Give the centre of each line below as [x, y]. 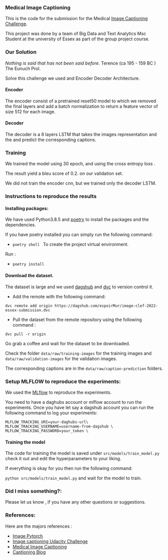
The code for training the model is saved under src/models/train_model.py [82, 453]
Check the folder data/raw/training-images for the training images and [78, 353]
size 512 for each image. [30, 111]
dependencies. [21, 225]
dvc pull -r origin [26, 334]
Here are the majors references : [39, 526]
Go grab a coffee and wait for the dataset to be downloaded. [68, 343]
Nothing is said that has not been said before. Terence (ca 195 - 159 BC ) [81, 63]
